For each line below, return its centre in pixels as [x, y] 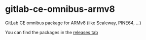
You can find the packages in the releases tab [52, 32]
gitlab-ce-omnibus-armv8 [60, 9]
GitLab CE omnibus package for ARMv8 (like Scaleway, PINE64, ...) [73, 23]
